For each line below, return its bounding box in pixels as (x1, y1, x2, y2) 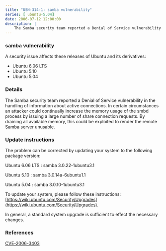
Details (5, 86, 23, 93)
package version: (5, 153, 41, 159)
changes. (5, 217, 24, 223)
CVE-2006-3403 (5, 241, 40, 247)
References (5, 229, 34, 236)
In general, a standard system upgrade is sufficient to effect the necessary (5, 212, 158, 218)
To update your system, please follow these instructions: (5, 191, 121, 197)
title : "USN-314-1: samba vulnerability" (5, 7, 92, 12)
